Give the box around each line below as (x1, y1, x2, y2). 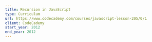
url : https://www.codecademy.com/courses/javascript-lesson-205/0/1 (5, 16, 147, 21)
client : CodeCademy (5, 20, 45, 26)
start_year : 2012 (5, 25, 40, 30)
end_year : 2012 (5, 29, 36, 34)
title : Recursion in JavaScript (5, 7, 71, 12)
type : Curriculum (5, 12, 40, 16)
